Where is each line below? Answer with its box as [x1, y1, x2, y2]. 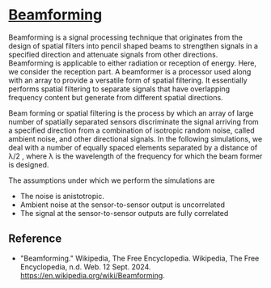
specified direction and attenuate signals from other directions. [8, 49, 218, 59]
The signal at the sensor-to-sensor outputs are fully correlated [19, 208, 229, 218]
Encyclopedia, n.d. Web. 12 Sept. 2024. [19, 261, 151, 272]
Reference [8, 232, 62, 246]
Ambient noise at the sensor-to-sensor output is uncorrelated [19, 200, 225, 210]
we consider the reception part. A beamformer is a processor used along [8, 66, 252, 76]
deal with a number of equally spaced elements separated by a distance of [8, 142, 258, 152]
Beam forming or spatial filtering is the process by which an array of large [8, 108, 254, 118]
